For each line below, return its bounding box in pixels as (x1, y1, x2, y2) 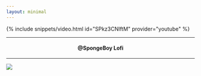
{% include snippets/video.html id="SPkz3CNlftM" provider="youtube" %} (6, 25, 190, 32)
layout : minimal (6, 8, 47, 15)
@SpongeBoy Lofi (77, 44, 124, 51)
